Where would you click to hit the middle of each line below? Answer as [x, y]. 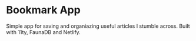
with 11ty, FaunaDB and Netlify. [43, 32]
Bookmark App [43, 10]
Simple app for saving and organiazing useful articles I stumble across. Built [98, 26]
